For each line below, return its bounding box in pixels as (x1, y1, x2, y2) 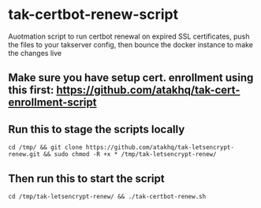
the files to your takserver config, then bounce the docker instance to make (8, 39, 254, 49)
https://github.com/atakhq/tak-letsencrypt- (85, 143, 235, 151)
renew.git (8, 150, 41, 158)
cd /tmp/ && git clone (8, 143, 83, 151)
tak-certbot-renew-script (8, 6, 179, 24)
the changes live (8, 48, 62, 58)
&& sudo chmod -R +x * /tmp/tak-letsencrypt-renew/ (43, 150, 217, 158)
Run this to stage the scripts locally (8, 122, 185, 136)
